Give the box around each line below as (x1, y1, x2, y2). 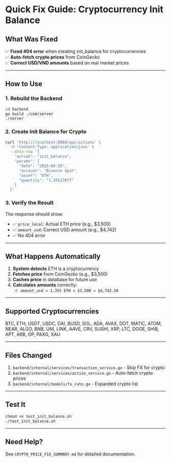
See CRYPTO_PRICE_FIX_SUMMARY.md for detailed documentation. (5, 451, 136, 457)
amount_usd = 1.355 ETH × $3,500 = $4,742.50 (20, 288, 119, 294)
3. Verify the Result (5, 199, 54, 206)
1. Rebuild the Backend (5, 95, 63, 102)
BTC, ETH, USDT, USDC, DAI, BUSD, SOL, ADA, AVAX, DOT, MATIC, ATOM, (5, 321, 162, 327)
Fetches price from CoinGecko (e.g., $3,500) (12, 271, 108, 277)
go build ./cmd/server (5, 111, 53, 116)
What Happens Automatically (5, 252, 101, 261)
